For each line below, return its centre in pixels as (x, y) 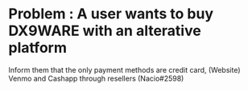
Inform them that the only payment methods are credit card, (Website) (124, 69)
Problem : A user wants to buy (111, 14)
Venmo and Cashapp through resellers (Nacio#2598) (96, 78)
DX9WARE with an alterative (105, 31)
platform (37, 48)
